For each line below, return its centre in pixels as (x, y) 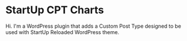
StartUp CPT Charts (55, 10)
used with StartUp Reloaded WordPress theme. (62, 32)
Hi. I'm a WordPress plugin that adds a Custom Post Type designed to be (93, 26)
